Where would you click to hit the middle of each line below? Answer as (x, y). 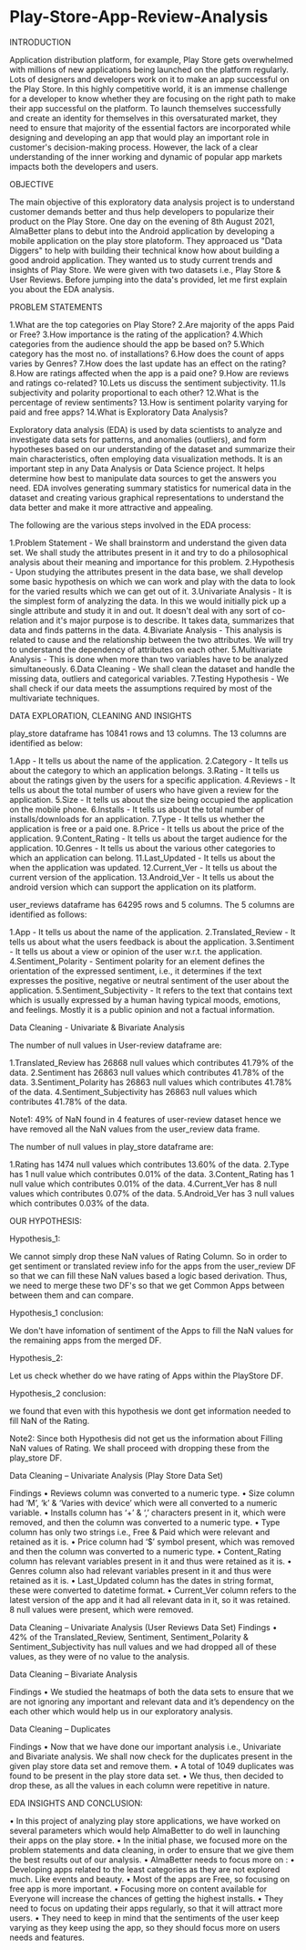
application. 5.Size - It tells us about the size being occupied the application (152, 799)
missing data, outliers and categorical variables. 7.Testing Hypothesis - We (149, 679)
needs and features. (47, 1937)
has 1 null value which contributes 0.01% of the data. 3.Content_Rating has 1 (152, 1174)
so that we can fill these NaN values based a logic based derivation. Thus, (148, 1275)
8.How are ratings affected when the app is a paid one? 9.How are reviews (149, 373)
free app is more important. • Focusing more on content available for (138, 1889)
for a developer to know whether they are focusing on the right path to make (153, 99)
